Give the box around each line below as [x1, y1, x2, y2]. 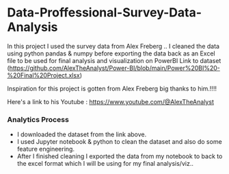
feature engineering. [16, 145, 75, 153]
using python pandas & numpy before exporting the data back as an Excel [7, 49, 215, 58]
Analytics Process [7, 114, 70, 124]
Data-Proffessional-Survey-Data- [7, 5, 202, 21]
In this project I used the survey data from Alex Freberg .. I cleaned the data [7, 42, 220, 50]
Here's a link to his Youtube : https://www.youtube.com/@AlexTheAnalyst [7, 97, 214, 105]
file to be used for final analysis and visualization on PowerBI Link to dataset [7, 56, 221, 64]
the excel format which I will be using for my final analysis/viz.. [16, 160, 193, 168]
